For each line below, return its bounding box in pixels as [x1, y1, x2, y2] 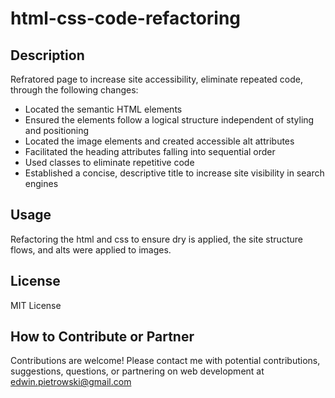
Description [10, 47, 85, 64]
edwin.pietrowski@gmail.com [10, 376, 132, 388]
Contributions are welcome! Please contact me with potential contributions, [10, 355, 321, 367]
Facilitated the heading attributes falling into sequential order [24, 146, 276, 157]
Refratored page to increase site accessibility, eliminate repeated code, [10, 73, 304, 85]
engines [24, 178, 59, 189]
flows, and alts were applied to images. [10, 243, 172, 256]
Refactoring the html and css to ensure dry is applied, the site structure [10, 233, 303, 245]
